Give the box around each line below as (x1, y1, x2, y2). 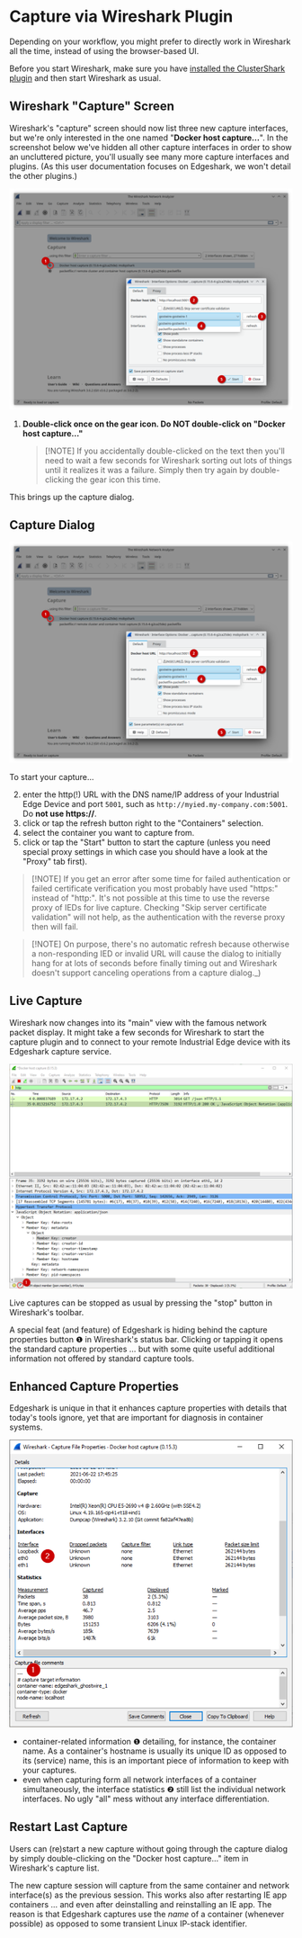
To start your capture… (9, 772, 94, 783)
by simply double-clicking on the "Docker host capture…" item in (9, 1853, 249, 1863)
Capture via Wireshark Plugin (9, 6, 234, 27)
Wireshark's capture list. (9, 1862, 100, 1873)
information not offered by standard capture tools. (9, 1352, 195, 1364)
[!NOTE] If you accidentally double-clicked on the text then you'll (44, 445, 285, 456)
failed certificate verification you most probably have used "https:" (31, 884, 279, 894)
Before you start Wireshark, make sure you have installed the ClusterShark (9, 63, 286, 74)
